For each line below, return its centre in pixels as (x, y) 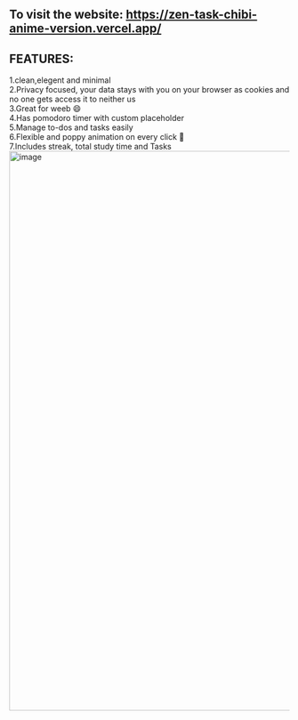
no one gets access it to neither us (72, 99)
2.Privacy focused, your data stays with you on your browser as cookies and (149, 90)
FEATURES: (41, 58)
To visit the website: (66, 15)
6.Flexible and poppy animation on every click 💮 (97, 137)
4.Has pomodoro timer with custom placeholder (97, 118)
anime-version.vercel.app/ (85, 29)
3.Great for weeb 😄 (45, 109)
